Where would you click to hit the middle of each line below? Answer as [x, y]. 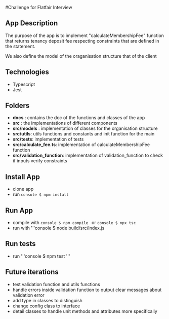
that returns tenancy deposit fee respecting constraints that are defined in [82, 41]
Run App [19, 210]
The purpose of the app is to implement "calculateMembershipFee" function [85, 36]
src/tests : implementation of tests [48, 139]
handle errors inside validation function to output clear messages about [87, 290]
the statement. [20, 46]
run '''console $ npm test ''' [41, 256]
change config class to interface [46, 306]
